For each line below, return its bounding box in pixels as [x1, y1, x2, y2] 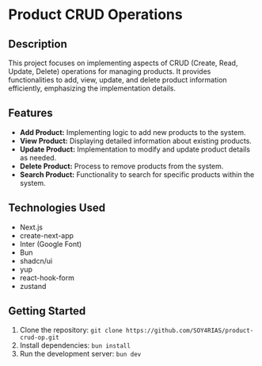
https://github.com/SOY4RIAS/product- [125, 327, 254, 335]
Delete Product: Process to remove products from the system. [19, 161, 224, 171]
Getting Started [8, 304, 86, 318]
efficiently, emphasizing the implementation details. [8, 83, 177, 93]
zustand [19, 281, 47, 291]
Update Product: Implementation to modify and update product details [19, 144, 251, 154]
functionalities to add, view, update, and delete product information [8, 75, 227, 84]
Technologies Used [8, 201, 105, 215]
